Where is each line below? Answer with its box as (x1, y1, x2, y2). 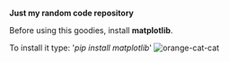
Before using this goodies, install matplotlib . (9, 25, 173, 35)
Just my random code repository (9, 8, 135, 18)
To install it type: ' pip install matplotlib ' (9, 42, 153, 53)
